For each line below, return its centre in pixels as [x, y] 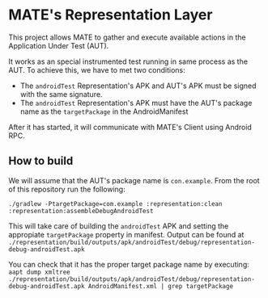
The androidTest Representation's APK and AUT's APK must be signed [138, 86]
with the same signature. [61, 94]
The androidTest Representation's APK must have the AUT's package [136, 103]
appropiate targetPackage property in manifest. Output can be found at [126, 234]
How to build [41, 161]
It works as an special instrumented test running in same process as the [128, 61]
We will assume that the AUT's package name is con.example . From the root [134, 180]
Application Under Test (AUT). [59, 45]
